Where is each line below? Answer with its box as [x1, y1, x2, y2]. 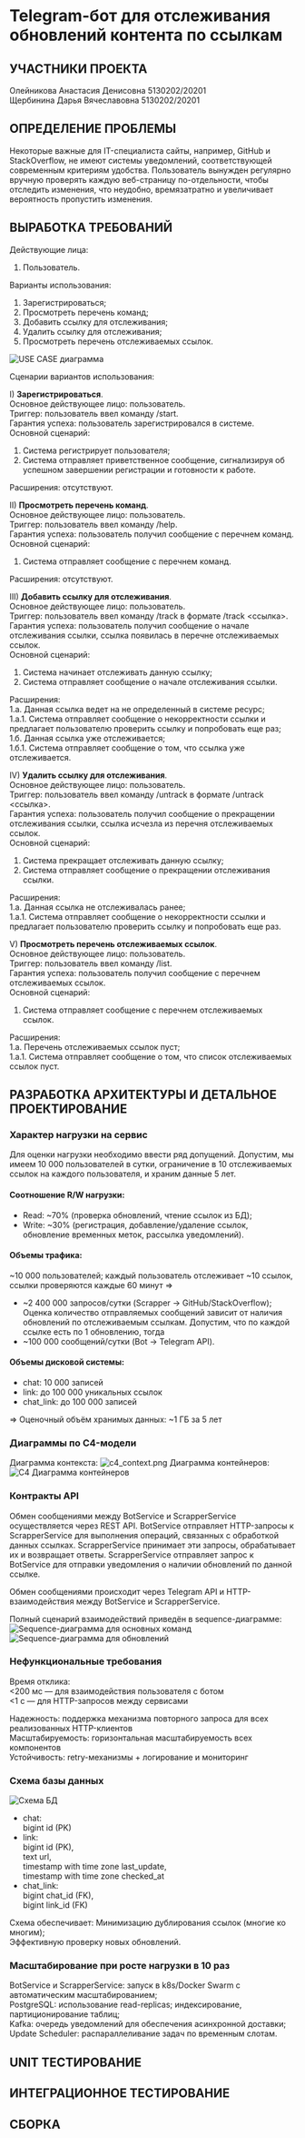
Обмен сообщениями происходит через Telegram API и [9, 1586, 225, 1597]
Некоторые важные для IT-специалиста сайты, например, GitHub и [9, 145, 271, 156]
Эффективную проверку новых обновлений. [9, 1937, 182, 1948]
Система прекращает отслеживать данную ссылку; [22, 854, 224, 865]
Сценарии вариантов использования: [9, 370, 155, 382]
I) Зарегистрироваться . [9, 388, 103, 399]
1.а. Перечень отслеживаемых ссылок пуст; [9, 1041, 181, 1052]
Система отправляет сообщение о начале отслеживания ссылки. [22, 676, 278, 687]
